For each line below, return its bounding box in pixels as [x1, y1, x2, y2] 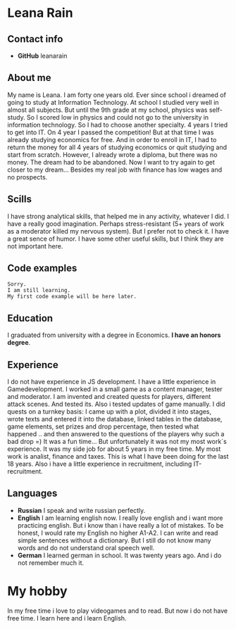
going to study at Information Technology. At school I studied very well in [7, 98, 220, 106]
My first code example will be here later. [7, 293, 137, 300]
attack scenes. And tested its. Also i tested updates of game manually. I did [7, 400, 225, 409]
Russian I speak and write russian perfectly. [17, 506, 146, 514]
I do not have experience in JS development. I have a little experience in [7, 378, 216, 386]
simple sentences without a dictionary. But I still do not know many [17, 536, 211, 545]
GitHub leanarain [17, 51, 68, 60]
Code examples [7, 262, 77, 274]
